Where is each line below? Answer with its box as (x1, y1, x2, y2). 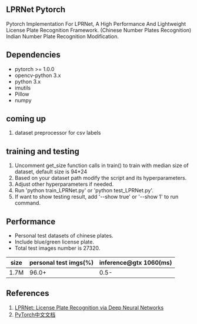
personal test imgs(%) (29, 259, 94, 267)
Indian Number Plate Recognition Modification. (6, 32, 119, 40)
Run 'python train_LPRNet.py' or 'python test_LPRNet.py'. (14, 187, 154, 194)
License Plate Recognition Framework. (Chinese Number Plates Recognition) (6, 26, 192, 34)
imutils (14, 84, 31, 91)
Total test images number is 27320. (14, 245, 101, 252)
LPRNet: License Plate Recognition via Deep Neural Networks (14, 304, 164, 311)
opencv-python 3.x (14, 72, 61, 79)
